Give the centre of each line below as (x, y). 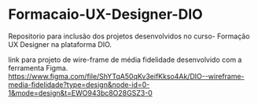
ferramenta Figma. (38, 67)
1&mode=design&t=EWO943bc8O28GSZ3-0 (81, 92)
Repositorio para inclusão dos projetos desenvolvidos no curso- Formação (129, 36)
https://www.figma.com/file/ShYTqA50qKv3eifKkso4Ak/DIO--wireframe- (127, 76)
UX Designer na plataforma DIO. (60, 44)
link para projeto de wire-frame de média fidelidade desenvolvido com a (125, 60)
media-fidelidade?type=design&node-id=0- (79, 85)
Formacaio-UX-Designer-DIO (105, 14)
